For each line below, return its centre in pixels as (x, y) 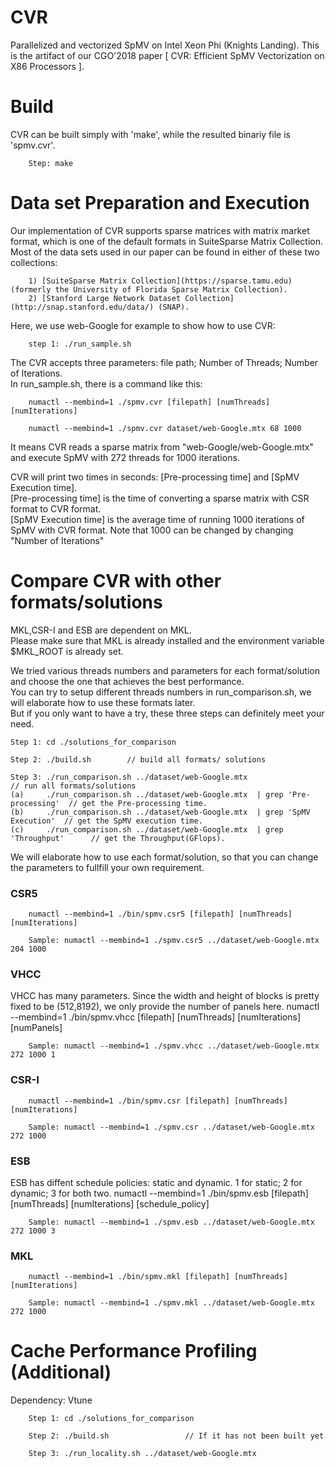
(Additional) (61, 1372)
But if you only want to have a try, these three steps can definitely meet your (167, 713)
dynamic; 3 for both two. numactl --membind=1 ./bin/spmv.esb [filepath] (159, 1193)
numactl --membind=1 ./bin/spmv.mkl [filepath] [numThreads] (158, 1277)
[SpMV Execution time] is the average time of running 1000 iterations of (157, 519)
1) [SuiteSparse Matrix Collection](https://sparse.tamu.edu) (160, 281)
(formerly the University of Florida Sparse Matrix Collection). (149, 289)
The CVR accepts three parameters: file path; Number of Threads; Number (164, 362)
